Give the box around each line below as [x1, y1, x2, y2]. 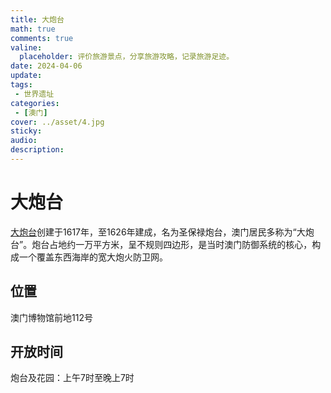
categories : [10, 98, 60, 108]
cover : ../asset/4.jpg [10, 117, 105, 127]
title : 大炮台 [10, 14, 65, 25]
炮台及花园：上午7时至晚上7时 [10, 372, 135, 384]
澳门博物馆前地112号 [10, 311, 93, 323]
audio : [10, 136, 38, 146]
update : [10, 71, 43, 81]
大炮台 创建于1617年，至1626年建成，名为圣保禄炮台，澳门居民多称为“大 [10, 226, 306, 238]
